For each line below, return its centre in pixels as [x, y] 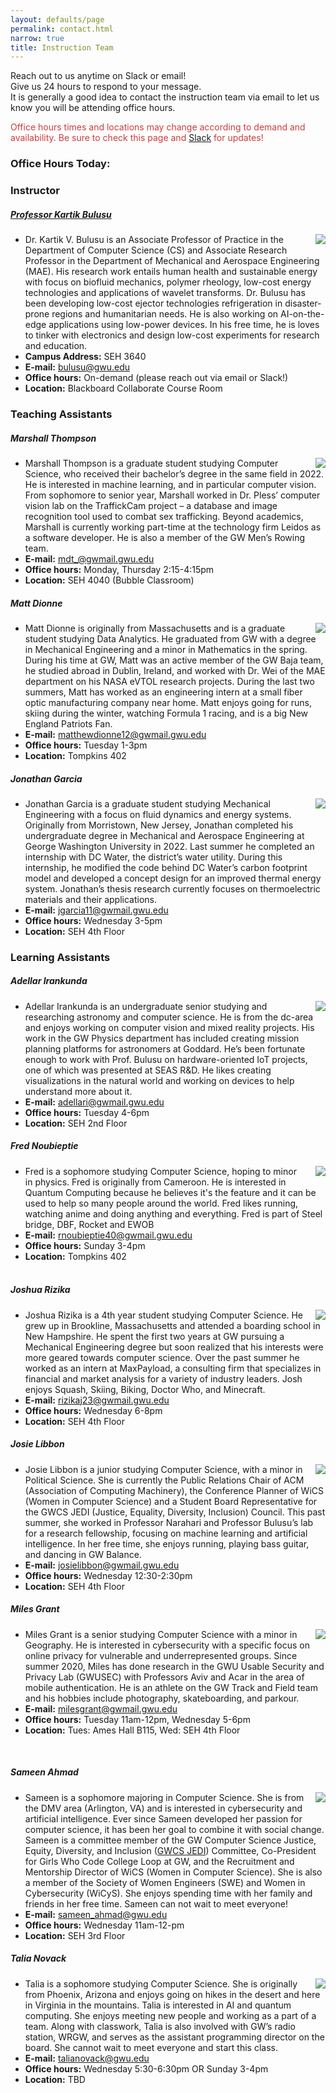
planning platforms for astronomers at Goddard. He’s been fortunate [165, 1048]
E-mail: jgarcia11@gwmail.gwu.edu [96, 910]
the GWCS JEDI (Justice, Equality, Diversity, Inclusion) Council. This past [175, 1512]
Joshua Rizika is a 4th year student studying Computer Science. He [164, 1315]
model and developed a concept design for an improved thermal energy [173, 878]
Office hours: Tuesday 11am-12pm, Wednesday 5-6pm [137, 1719]
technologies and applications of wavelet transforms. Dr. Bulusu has [165, 293]
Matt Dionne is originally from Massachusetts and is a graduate [155, 628]
